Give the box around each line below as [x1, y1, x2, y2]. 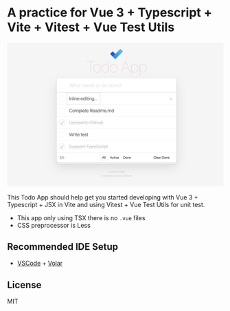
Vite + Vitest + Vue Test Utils [7, 19, 175, 35]
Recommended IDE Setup [7, 241, 119, 253]
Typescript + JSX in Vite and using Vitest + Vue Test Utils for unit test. [7, 200, 205, 208]
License [7, 279, 42, 290]
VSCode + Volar [16, 259, 63, 268]
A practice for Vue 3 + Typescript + [7, 5, 213, 21]
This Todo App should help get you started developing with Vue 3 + [7, 193, 198, 201]
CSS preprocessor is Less [16, 221, 91, 229]
